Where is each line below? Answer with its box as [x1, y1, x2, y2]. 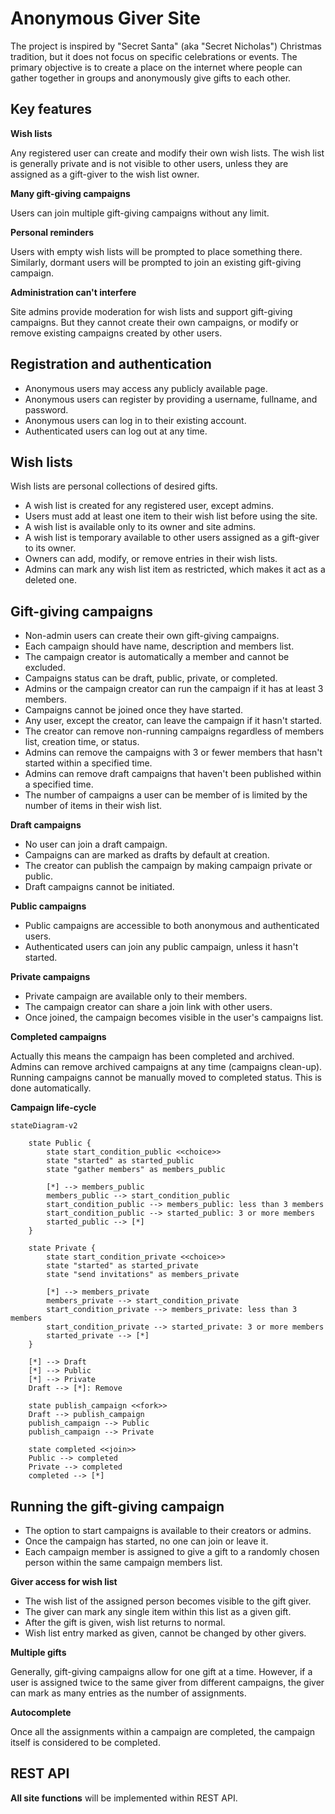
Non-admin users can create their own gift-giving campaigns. [24, 630, 280, 642]
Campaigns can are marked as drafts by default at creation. [24, 849, 270, 861]
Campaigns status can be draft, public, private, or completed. [24, 672, 278, 684]
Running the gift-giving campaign [10, 1498, 225, 1515]
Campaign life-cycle [10, 1102, 97, 1114]
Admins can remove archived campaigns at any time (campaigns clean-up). [10, 1061, 323, 1073]
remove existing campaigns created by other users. [10, 327, 223, 339]
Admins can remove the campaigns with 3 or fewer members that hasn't [24, 747, 323, 759]
